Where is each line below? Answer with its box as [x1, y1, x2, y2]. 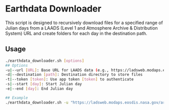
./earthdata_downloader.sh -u [5, 100, 69, 105]
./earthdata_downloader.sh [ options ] [5, 58, 84, 63]
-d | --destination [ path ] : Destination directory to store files [5, 72, 143, 77]
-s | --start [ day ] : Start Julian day [5, 81, 82, 87]
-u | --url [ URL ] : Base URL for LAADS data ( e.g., [5, 67, 109, 73]
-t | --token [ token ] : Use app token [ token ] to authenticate [5, 77, 134, 82]
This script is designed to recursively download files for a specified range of [5, 20, 163, 26]
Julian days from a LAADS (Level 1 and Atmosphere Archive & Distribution [5, 25, 158, 31]
